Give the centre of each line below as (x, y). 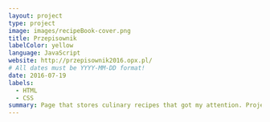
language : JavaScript (45, 53)
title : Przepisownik (43, 38)
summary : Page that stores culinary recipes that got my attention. (125, 105)
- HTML (27, 90)
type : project (32, 23)
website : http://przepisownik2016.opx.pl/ (80, 61)
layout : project (35, 16)
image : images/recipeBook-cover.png (70, 31)
